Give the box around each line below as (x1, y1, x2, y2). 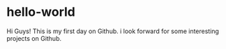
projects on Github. (6, 34, 62, 42)
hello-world (6, 4, 76, 20)
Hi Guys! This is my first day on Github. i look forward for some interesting (6, 27, 219, 35)
